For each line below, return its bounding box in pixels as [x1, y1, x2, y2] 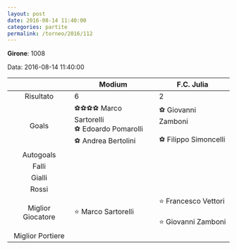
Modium [99, 80, 128, 89]
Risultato [24, 92, 54, 101]
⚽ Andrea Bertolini [73, 136, 136, 146]
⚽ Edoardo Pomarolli [73, 124, 143, 134]
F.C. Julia [176, 80, 209, 89]
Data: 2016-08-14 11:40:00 [7, 63, 85, 71]
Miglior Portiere [13, 231, 65, 241]
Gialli [30, 173, 48, 183]
